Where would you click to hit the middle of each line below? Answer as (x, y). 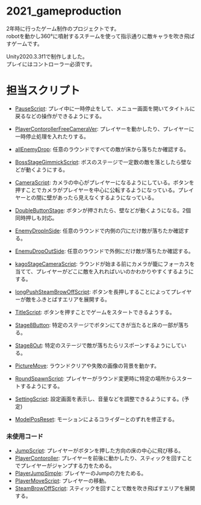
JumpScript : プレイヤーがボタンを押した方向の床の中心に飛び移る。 (99, 451)
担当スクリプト (43, 91)
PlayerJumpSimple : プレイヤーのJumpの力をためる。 (81, 473)
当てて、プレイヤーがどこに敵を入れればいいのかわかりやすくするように (104, 271)
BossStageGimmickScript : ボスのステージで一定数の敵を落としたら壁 (100, 162)
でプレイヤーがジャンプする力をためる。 (65, 466)
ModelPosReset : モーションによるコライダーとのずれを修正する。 (96, 419)
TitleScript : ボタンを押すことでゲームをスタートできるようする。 (95, 312)
